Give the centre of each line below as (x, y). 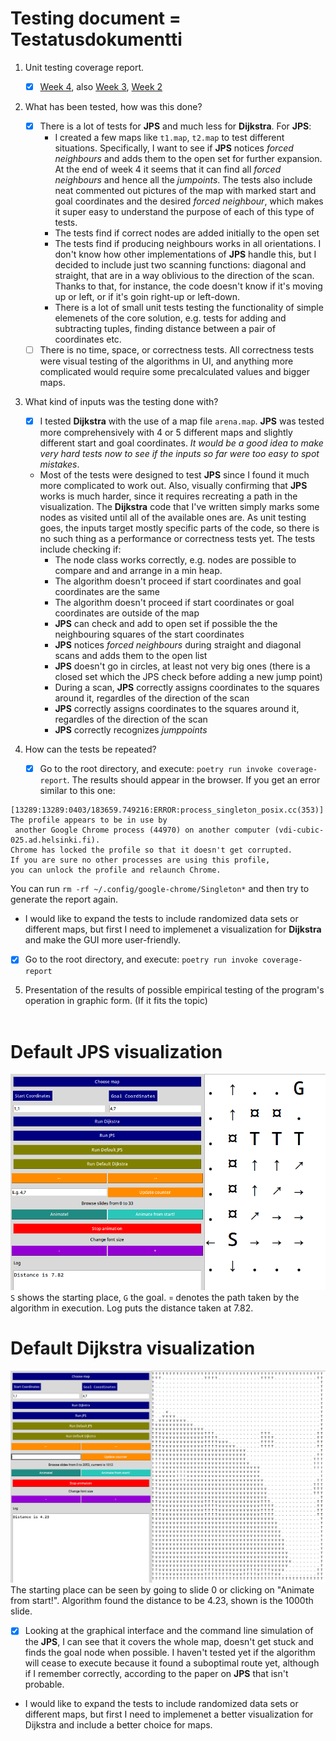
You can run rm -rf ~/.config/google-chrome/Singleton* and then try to (160, 889)
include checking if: (80, 549)
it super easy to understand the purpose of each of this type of (184, 212)
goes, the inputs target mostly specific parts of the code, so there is (179, 528)
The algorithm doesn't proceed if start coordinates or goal (174, 603)
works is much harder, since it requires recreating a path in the (168, 496)
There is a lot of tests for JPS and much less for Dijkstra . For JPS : (175, 126)
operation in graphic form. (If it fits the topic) (116, 1001)
